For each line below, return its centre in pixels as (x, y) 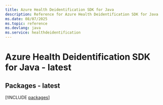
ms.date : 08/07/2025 (27, 19)
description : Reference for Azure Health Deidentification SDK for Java (82, 14)
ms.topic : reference (27, 23)
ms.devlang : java (23, 28)
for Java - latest (38, 68)
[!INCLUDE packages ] (27, 97)
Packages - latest (33, 86)
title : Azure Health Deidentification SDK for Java (59, 10)
